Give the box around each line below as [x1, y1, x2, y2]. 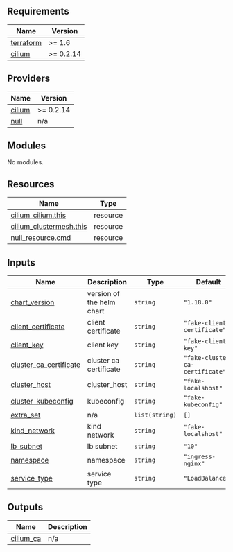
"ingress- [183, 453, 216, 460]
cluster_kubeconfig [10, 397, 74, 406]
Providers [7, 73, 51, 85]
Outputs [7, 501, 44, 513]
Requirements [7, 6, 69, 17]
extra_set [10, 411, 41, 420]
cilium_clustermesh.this [10, 222, 87, 232]
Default [196, 277, 221, 287]
